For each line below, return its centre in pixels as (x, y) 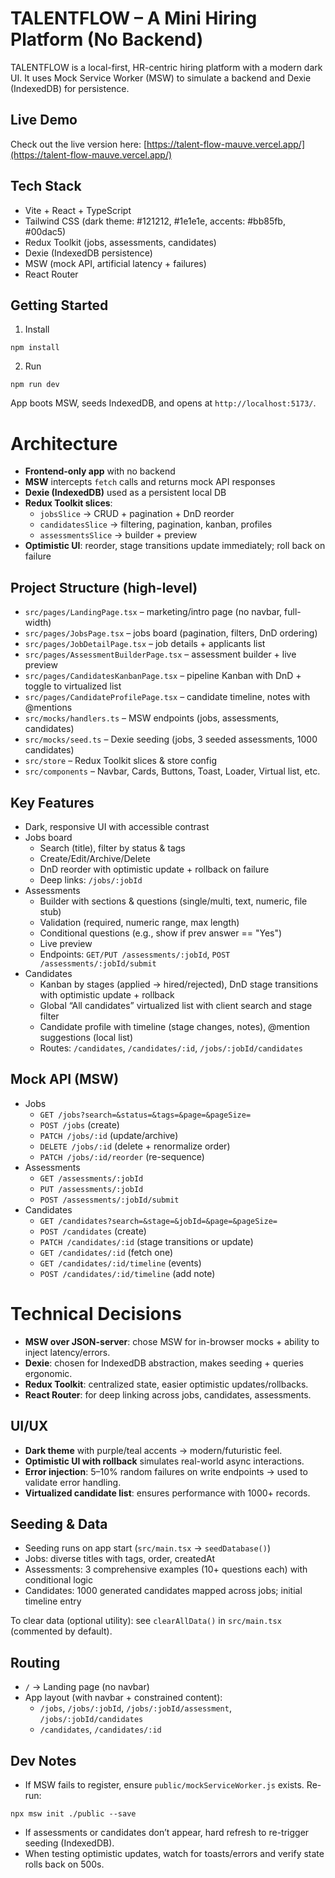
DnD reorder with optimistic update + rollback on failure (154, 869)
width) (38, 623)
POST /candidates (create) (93, 1231)
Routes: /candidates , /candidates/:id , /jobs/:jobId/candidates (171, 1048)
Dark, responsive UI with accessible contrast (117, 826)
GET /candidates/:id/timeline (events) (120, 1263)
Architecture (64, 443)
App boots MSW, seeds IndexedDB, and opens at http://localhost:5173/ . (163, 403)
